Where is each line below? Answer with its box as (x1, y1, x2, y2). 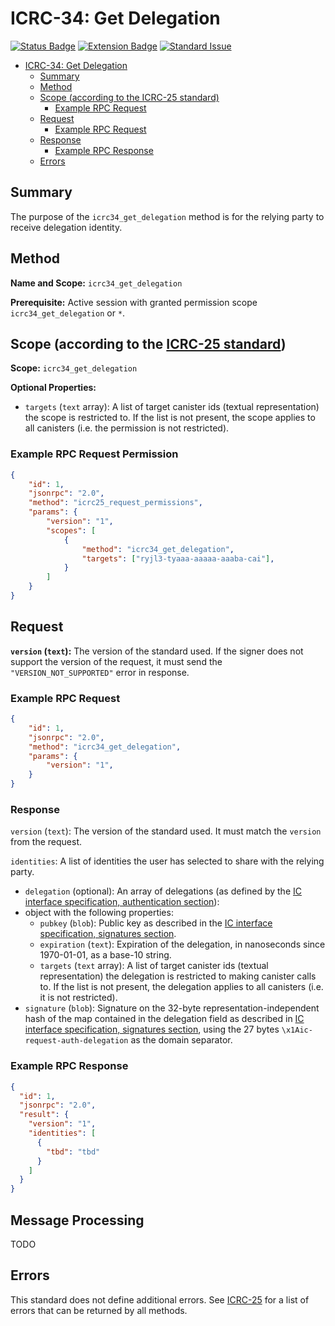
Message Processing (10, 1212, 145, 1229)
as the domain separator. (130, 1034, 233, 1046)
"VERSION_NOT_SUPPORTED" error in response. (10, 666, 190, 678)
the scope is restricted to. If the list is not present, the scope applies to (24, 412, 316, 424)
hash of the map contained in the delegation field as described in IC (24, 1013, 305, 1025)
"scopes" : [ (46, 525, 97, 536)
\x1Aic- (281, 1025, 313, 1036)
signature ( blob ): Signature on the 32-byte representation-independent (24, 1002, 320, 1014)
